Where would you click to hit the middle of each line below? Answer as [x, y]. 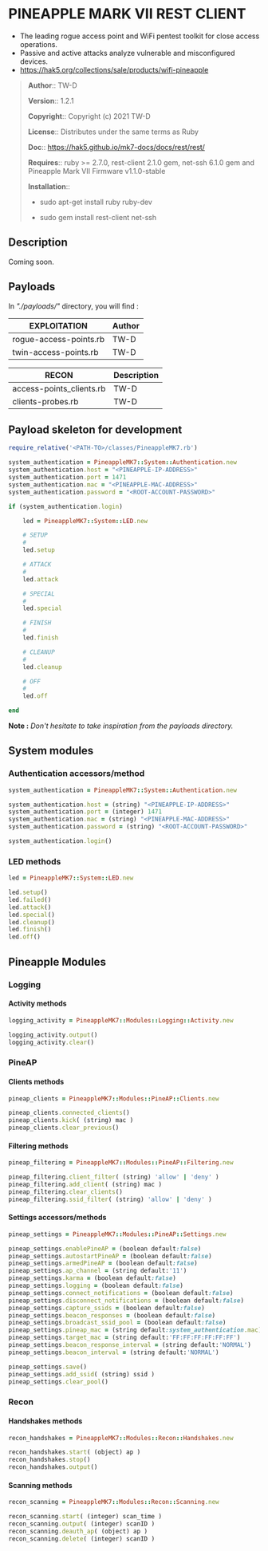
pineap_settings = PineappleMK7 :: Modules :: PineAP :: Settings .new [117, 1234]
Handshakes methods [45, 1421]
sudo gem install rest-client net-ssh [98, 217]
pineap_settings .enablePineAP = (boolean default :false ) [105, 1249]
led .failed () [30, 900]
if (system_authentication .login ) [66, 506]
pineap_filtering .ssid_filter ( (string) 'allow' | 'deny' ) [110, 1199]
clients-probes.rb [45, 401]
